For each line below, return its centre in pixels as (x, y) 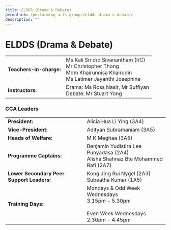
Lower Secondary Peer (36, 173)
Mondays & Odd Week (113, 188)
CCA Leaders (22, 109)
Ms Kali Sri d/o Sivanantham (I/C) (106, 60)
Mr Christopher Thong (93, 67)
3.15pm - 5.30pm (109, 201)
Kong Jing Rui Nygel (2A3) (119, 173)
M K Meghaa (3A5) (110, 138)
